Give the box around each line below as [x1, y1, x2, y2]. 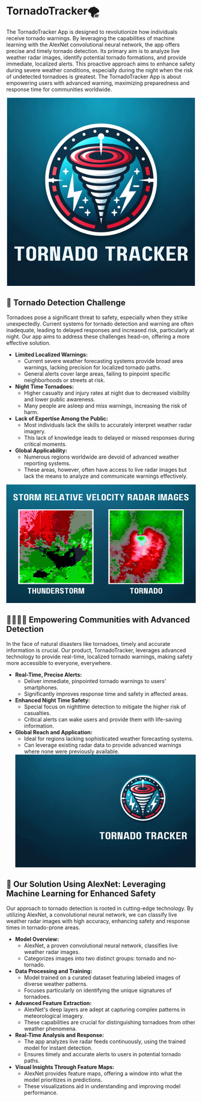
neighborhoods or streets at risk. [23, 376, 105, 383]
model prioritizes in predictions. [23, 1076, 103, 1083]
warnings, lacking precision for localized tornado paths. [23, 364, 162, 371]
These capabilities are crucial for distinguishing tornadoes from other [23, 1018, 195, 1026]
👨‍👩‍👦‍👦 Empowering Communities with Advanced [6, 614, 191, 625]
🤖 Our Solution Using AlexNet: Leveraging [6, 879, 166, 890]
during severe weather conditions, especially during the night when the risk [6, 66, 194, 73]
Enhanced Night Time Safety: [14, 696, 90, 704]
